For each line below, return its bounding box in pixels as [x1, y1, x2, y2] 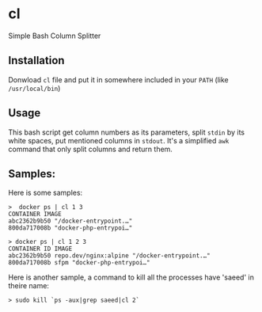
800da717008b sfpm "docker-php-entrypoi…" [8, 259, 150, 267]
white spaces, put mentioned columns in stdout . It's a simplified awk [8, 135, 230, 145]
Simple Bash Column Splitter [8, 31, 101, 40]
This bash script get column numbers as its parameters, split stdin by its [8, 127, 245, 137]
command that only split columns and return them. [8, 144, 173, 154]
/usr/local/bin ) [8, 83, 61, 93]
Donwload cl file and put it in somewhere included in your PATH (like [8, 74, 230, 84]
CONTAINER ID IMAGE [8, 245, 73, 253]
